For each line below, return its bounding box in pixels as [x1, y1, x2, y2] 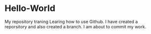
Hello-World [4, 3, 56, 14]
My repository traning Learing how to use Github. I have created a [4, 19, 138, 24]
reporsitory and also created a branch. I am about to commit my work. [4, 23, 146, 29]
